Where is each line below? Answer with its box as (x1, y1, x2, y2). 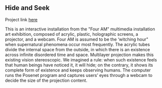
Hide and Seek (5, 4, 50, 12)
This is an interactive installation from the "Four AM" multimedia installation (5, 26, 155, 32)
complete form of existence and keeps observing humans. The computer (5, 67, 151, 73)
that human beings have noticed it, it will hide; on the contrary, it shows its (5, 62, 153, 68)
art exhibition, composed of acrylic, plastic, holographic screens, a (5, 31, 138, 37)
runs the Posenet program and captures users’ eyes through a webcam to (5, 72, 153, 78)
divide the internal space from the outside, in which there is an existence (5, 46, 150, 52)
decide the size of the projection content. (5, 77, 87, 83)
